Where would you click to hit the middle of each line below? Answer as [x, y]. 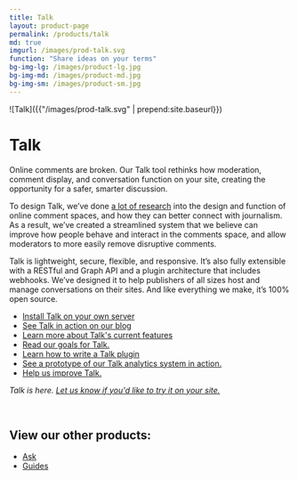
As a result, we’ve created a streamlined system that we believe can [133, 224]
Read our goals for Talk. [66, 345]
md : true [25, 42]
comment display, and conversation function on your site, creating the [137, 179]
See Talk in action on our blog [77, 325]
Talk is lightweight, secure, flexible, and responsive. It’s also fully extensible [148, 261]
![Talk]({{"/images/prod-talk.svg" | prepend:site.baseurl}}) [116, 109]
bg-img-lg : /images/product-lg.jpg [75, 68]
